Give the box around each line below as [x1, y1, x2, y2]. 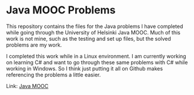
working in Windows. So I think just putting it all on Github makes [6, 65, 163, 72]
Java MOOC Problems [6, 3, 116, 17]
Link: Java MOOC [6, 82, 49, 89]
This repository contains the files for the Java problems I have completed [6, 23, 183, 30]
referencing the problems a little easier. [6, 71, 101, 78]
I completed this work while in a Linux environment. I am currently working [6, 52, 186, 59]
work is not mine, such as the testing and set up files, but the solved [6, 35, 172, 42]
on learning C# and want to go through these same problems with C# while [6, 59, 188, 66]
